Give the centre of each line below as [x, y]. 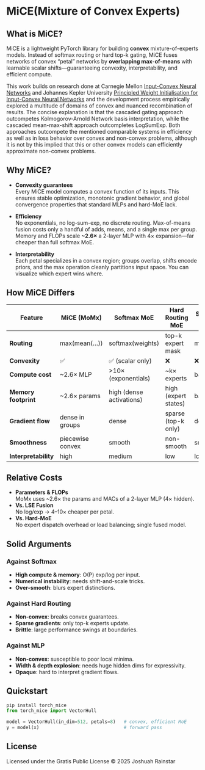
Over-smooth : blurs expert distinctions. [65, 588]
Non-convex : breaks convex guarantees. [67, 617]
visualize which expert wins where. [59, 274]
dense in [72, 417]
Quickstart [27, 691]
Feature [32, 318]
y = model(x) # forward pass [85, 728]
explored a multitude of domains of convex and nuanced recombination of [99, 106]
